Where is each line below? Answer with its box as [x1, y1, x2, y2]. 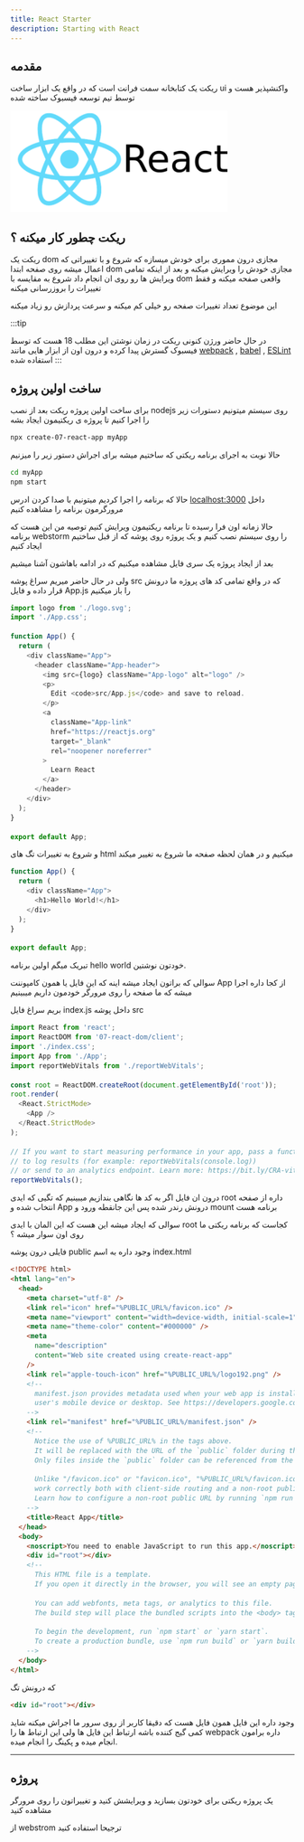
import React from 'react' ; [10, 1023, 116, 1033]
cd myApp [10, 468, 43, 477]
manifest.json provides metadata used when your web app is [33, 1389, 265, 1398]
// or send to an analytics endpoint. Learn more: [10, 1167, 205, 1176]
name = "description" [33, 1341, 107, 1351]
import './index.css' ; [10, 1043, 96, 1052]
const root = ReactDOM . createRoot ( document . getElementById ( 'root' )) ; [10, 1081, 278, 1090]
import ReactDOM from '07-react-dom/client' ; [10, 1033, 184, 1042]
